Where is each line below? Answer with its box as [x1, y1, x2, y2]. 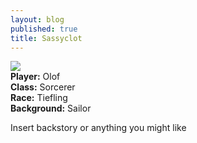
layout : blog [10, 14, 65, 25]
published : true [10, 24, 78, 34]
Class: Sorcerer [10, 81, 76, 93]
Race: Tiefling [10, 92, 68, 104]
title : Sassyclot [10, 33, 83, 43]
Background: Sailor [10, 102, 92, 115]
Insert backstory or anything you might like [10, 122, 187, 134]
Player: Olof [10, 71, 61, 83]
